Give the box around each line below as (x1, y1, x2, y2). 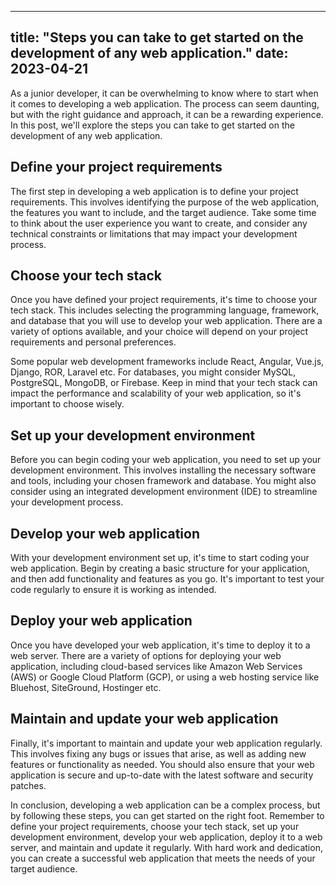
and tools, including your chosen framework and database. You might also (10, 475, 317, 487)
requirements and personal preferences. (10, 336, 177, 348)
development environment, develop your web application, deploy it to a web (10, 831, 323, 843)
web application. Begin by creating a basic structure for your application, (10, 562, 310, 575)
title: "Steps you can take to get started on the (10, 29, 304, 46)
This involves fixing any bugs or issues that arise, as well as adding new (10, 747, 307, 760)
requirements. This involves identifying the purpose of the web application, (10, 196, 320, 208)
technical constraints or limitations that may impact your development (10, 227, 298, 240)
